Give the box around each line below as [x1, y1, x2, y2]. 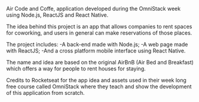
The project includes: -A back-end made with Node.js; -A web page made [6, 41, 188, 48]
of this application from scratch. [6, 89, 85, 96]
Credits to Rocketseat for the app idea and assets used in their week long [6, 77, 187, 84]
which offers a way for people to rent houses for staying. [6, 65, 146, 72]
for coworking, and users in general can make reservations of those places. [6, 29, 192, 36]
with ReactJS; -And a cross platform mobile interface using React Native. [6, 47, 186, 54]
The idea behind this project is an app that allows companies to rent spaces [6, 23, 192, 30]
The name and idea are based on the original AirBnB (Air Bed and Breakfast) [6, 59, 194, 66]
